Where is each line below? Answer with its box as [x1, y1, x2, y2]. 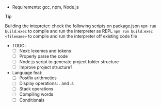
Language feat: [12, 70, 43, 76]
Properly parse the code [19, 53, 68, 59]
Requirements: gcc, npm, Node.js [12, 4, 79, 10]
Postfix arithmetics [19, 75, 57, 81]
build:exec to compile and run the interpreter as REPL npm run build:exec [5, 28, 153, 34]
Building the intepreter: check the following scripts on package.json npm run [5, 23, 157, 29]
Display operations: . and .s [19, 80, 74, 87]
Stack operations [19, 86, 53, 92]
